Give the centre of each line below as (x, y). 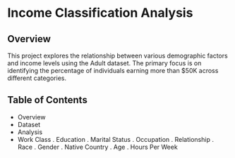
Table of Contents (48, 100)
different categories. (37, 78)
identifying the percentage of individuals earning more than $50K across (113, 71)
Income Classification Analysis (100, 13)
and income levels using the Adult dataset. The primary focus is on (104, 63)
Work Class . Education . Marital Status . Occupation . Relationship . (115, 139)
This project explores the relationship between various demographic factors (117, 55)
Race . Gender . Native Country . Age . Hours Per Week (97, 147)
